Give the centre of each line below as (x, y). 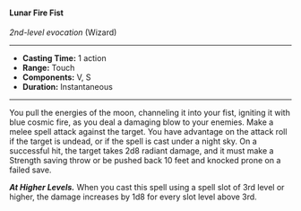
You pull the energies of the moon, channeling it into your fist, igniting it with (150, 113)
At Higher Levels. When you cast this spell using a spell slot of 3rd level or (147, 188)
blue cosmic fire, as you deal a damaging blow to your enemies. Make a (142, 122)
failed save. (30, 170)
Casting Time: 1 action (64, 58)
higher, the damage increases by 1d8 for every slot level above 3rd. (133, 197)
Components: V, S (56, 77)
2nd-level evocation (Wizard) (63, 32)
